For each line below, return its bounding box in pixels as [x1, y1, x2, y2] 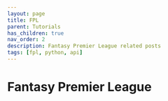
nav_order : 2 [7, 36, 45, 43]
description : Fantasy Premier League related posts [7, 42, 161, 49]
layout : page [7, 10, 45, 17]
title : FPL [7, 17, 39, 24]
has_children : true [7, 29, 64, 37]
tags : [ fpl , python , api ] [7, 49, 83, 56]
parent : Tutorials [7, 23, 61, 30]
